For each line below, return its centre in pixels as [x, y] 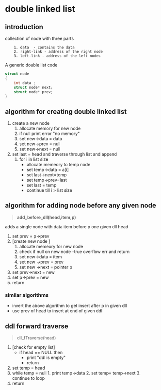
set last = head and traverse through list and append [64, 154]
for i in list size [34, 159]
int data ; [25, 83]
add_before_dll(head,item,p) [46, 217]
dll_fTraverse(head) [36, 338]
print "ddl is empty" [46, 357]
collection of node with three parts [40, 38]
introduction [24, 27]
